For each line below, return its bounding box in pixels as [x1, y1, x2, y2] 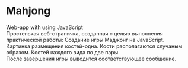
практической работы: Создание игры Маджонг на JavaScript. [6, 36, 165, 43]
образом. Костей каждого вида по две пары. [6, 48, 120, 56]
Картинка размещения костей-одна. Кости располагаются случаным [6, 43, 183, 50]
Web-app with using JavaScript [6, 24, 83, 31]
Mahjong [6, 4, 51, 18]
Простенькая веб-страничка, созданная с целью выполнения [6, 30, 163, 37]
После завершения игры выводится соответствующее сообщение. [6, 55, 177, 62]
